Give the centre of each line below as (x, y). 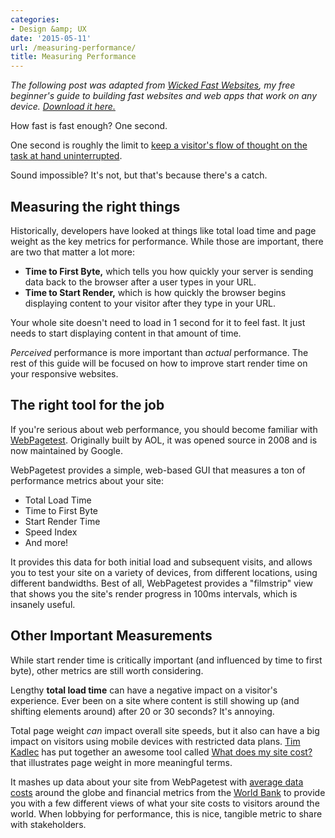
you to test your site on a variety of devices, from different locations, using (164, 572)
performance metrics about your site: (87, 480)
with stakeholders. (48, 824)
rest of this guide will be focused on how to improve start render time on (159, 363)
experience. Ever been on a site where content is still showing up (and (155, 700)
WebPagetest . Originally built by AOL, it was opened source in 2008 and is (164, 440)
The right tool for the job (87, 405)
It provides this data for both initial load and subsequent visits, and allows (161, 562)
